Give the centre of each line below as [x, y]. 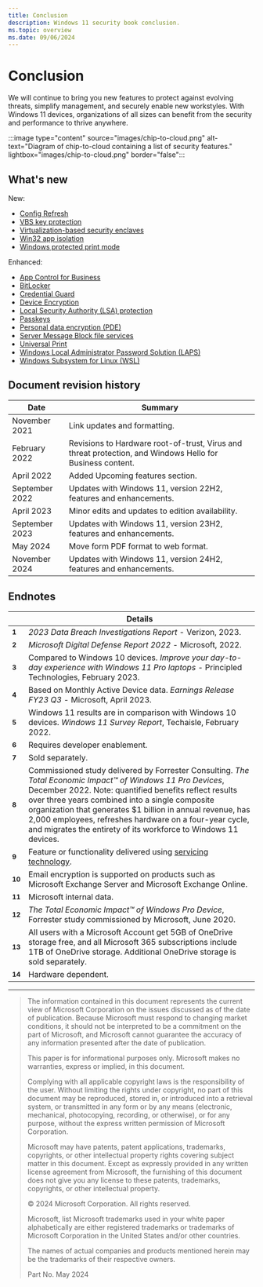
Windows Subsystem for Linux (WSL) [79, 361]
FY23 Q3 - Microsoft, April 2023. [90, 699]
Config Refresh [44, 213]
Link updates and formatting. [122, 425]
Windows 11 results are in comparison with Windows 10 [132, 713]
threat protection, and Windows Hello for [144, 453]
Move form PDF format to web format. [139, 546]
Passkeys [35, 319]
